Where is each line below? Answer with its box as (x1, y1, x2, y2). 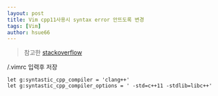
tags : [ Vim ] (7, 22, 41, 29)
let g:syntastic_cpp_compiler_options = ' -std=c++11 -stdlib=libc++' (7, 82, 213, 89)
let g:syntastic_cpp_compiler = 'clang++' (7, 76, 130, 84)
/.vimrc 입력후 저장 (7, 63, 58, 71)
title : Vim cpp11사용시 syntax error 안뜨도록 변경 (7, 16, 145, 23)
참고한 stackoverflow (23, 48, 83, 57)
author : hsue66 (7, 29, 51, 36)
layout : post (7, 10, 44, 17)
